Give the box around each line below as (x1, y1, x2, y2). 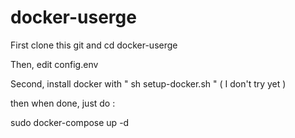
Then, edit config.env (10, 58, 99, 70)
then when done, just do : (10, 97, 116, 109)
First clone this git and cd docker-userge (10, 39, 178, 51)
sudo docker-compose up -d (10, 116, 130, 128)
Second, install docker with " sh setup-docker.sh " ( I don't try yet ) (10, 77, 287, 90)
